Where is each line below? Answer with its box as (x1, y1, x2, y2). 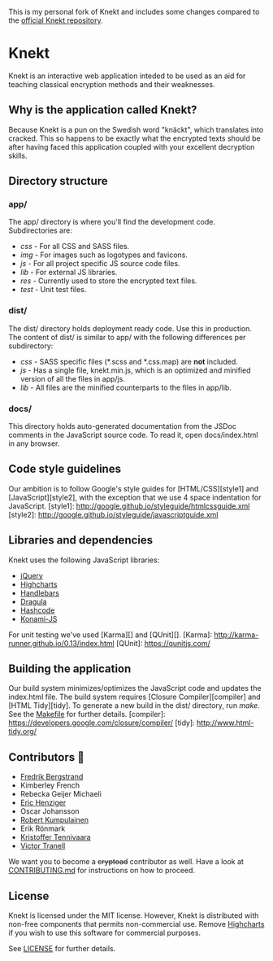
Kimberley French (19, 780, 80, 790)
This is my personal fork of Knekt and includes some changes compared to (8, 7, 260, 16)
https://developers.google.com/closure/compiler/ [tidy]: (8, 718, 195, 727)
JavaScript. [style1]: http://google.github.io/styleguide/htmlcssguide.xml (8, 500, 250, 511)
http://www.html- (196, 718, 254, 727)
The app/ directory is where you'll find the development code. (8, 217, 215, 227)
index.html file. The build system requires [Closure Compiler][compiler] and (8, 692, 262, 702)
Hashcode (19, 605, 55, 615)
